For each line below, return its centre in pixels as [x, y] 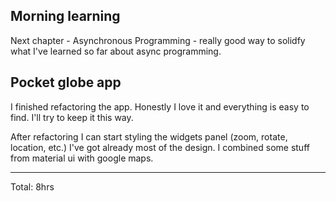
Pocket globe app [66, 82]
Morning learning [65, 16]
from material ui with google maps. [82, 158]
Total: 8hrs [32, 186]
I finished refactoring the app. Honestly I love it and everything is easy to [160, 106]
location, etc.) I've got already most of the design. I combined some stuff [160, 147]
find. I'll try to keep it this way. [72, 117]
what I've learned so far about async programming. [116, 51]
